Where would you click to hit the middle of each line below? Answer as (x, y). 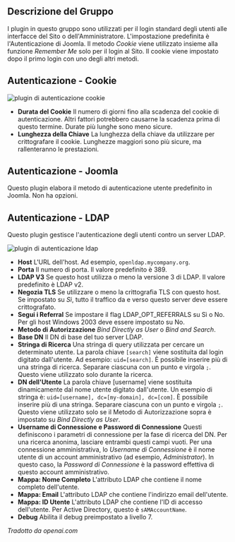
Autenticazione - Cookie (62, 81)
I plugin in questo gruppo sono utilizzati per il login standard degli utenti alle (117, 28)
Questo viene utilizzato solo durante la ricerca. (85, 375)
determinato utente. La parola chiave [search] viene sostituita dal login (120, 352)
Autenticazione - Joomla (63, 171)
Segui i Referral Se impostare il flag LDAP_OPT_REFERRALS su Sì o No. (121, 315)
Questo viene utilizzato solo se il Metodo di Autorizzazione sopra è (114, 412)
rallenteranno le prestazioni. (58, 149)
